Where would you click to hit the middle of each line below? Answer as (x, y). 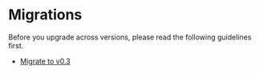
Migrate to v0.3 (45, 61)
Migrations (45, 15)
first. (16, 45)
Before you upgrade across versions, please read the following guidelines (130, 37)
